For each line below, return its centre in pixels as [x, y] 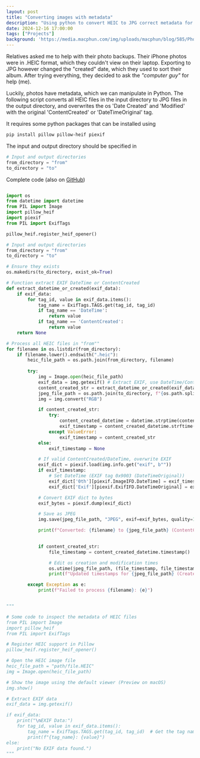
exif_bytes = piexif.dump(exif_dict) [85, 503]
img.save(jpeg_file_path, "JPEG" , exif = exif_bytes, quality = [115, 520]
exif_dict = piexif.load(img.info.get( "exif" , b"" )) [104, 465]
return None [32, 333]
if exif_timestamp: [62, 470]
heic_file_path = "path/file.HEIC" [50, 666]
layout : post [22, 12]
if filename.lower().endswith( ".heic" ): [68, 355]
